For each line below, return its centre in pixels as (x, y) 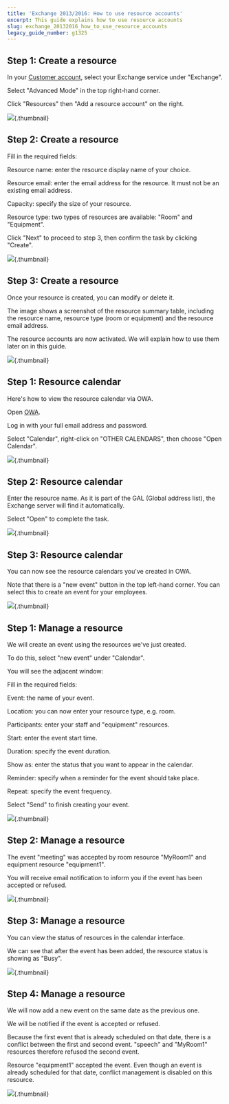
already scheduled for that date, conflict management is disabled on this (110, 1072)
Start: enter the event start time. (52, 738)
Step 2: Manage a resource (66, 841)
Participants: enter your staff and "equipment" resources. (88, 725)
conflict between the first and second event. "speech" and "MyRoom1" (107, 1045)
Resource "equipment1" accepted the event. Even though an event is (105, 1065)
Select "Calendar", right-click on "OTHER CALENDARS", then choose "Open (115, 439)
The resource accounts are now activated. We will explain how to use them (113, 339)
